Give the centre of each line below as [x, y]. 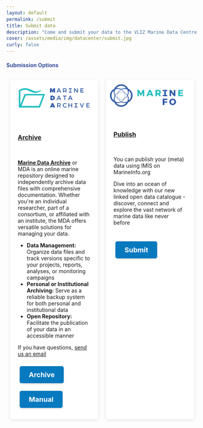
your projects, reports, [55, 265]
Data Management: [51, 245]
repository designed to [46, 175]
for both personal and [53, 303]
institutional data [47, 310]
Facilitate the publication [57, 322]
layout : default [27, 13]
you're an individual [42, 201]
